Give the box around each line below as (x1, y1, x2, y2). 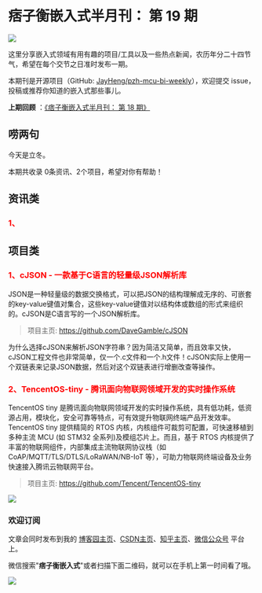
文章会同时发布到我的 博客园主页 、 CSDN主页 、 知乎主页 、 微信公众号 (8, 534, 229, 543)
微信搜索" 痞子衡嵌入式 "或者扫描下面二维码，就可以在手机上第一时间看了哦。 (8, 561, 256, 570)
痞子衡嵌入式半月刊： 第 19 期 (8, 7, 198, 25)
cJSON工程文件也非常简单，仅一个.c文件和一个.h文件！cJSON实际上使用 (8, 352, 245, 362)
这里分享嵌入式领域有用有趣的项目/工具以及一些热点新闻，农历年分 (8, 49, 224, 59)
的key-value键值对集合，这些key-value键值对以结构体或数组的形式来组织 (8, 299, 244, 308)
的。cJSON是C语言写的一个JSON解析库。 (8, 308, 144, 319)
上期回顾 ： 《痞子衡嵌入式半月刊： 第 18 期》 (8, 102, 151, 112)
